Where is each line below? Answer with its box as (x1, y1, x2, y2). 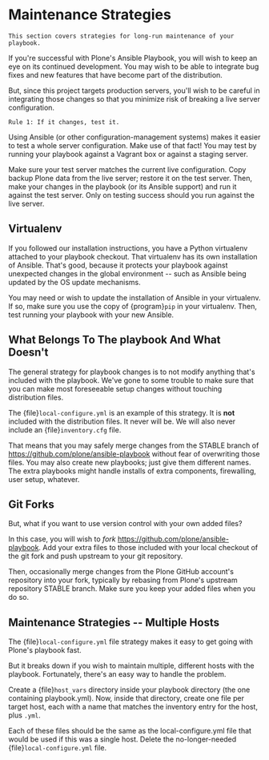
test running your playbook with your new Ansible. (8, 310, 175, 320)
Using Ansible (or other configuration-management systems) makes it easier (8, 132, 261, 142)
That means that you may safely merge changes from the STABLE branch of (8, 440, 259, 450)
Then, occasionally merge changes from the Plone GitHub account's (8, 567, 235, 577)
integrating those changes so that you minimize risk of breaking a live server (8, 94, 261, 103)
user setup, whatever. (8, 474, 80, 484)
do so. (8, 593, 30, 602)
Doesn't (8, 346, 49, 360)
